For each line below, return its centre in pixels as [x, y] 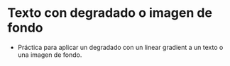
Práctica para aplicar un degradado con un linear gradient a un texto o [120, 47]
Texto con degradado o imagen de [110, 13]
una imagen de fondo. [50, 55]
